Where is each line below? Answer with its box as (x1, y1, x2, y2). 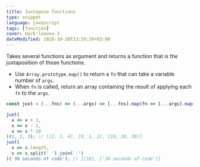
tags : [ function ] (6, 25, 49, 31)
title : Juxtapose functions (6, 8, 76, 15)
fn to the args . (14, 90, 50, 96)
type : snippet (6, 14, 42, 20)
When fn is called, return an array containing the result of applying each (14, 83, 192, 90)
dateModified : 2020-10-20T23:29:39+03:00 (6, 36, 111, 42)
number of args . (14, 77, 55, 84)
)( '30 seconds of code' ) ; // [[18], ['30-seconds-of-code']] (6, 156, 161, 162)
